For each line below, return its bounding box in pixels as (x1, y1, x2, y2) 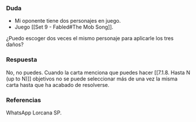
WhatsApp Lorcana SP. (6, 109, 62, 116)
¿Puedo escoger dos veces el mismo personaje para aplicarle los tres (6, 35, 174, 42)
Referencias (6, 96, 42, 104)
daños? (6, 41, 24, 48)
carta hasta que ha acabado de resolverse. (6, 81, 109, 88)
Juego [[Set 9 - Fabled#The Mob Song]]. (14, 23, 114, 30)
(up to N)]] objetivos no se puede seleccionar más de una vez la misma (6, 75, 178, 82)
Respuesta (6, 55, 37, 64)
